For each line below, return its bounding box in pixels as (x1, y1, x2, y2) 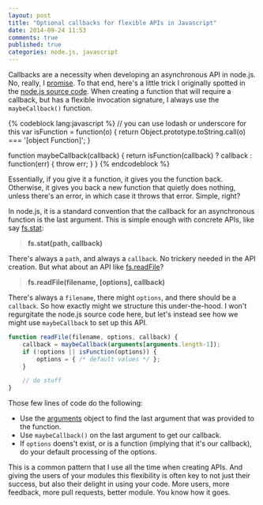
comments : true (8, 33, 58, 42)
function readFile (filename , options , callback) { (8, 333, 178, 341)
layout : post (8, 11, 51, 20)
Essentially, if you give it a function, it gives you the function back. (8, 174, 224, 184)
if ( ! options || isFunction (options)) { (22, 348, 157, 356)
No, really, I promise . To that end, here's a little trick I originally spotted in (8, 78, 246, 88)
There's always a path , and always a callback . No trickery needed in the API (8, 254, 257, 263)
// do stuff (22, 376, 62, 385)
